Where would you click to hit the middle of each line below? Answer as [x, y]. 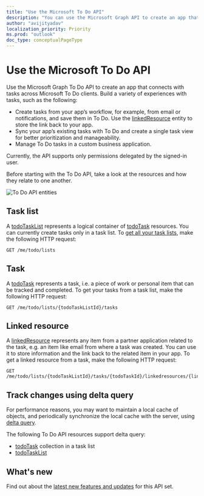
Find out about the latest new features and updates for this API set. [90, 486]
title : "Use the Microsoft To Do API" [55, 12]
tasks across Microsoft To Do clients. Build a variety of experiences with [97, 93]
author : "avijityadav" [35, 23]
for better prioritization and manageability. [68, 137]
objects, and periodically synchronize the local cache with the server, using [101, 416]
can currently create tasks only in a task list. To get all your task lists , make [100, 232]
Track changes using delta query [70, 395]
